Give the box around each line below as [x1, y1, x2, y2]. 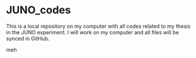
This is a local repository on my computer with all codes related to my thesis [6, 23, 191, 30]
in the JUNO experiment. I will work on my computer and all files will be [6, 28, 180, 35]
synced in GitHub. [6, 35, 50, 42]
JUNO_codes [6, 3, 71, 17]
